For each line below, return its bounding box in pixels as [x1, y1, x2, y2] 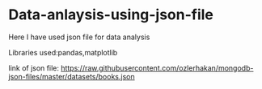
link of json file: [8, 63, 59, 73]
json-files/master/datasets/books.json [8, 71, 135, 81]
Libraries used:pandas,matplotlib [8, 47, 118, 57]
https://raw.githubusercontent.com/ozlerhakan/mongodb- [60, 63, 254, 73]
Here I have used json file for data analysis [8, 32, 150, 42]
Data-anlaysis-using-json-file [8, 6, 214, 24]
